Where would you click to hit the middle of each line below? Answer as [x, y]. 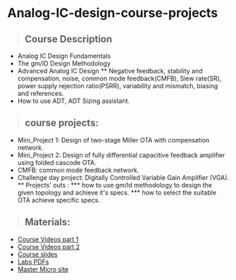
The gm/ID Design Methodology [64, 63]
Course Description [68, 39]
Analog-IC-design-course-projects [113, 13]
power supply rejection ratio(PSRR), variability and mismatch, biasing [118, 86]
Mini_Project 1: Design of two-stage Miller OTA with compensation [113, 140]
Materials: [47, 223]
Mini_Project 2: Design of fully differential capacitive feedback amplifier [121, 155]
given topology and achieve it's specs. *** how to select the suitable [117, 193]
